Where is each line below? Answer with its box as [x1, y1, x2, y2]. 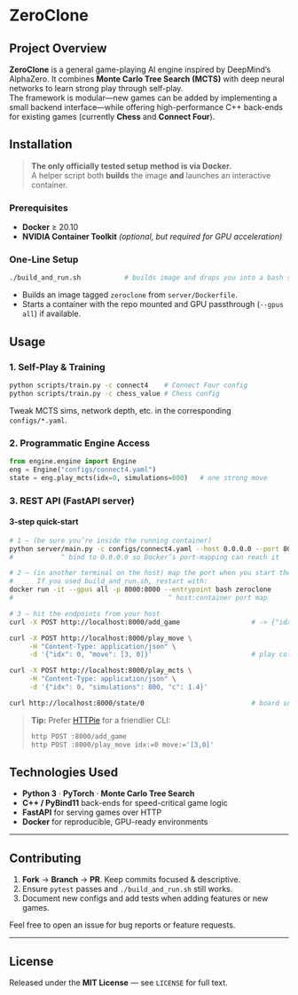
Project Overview [9, 41, 107, 56]
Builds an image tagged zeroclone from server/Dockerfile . [21, 289, 238, 300]
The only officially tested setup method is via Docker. [30, 161, 232, 171]
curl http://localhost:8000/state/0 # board [9, 699, 279, 707]
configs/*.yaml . [9, 415, 68, 425]
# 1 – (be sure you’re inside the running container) [9, 536, 213, 545]
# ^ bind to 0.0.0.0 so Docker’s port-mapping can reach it [9, 552, 279, 562]
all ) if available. [21, 308, 82, 320]
